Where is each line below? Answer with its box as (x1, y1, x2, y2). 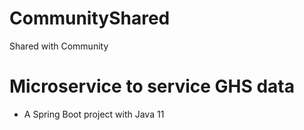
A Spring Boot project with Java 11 (23, 108, 165, 120)
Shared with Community (9, 40, 109, 52)
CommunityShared (9, 7, 171, 30)
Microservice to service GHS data (9, 75, 295, 98)
